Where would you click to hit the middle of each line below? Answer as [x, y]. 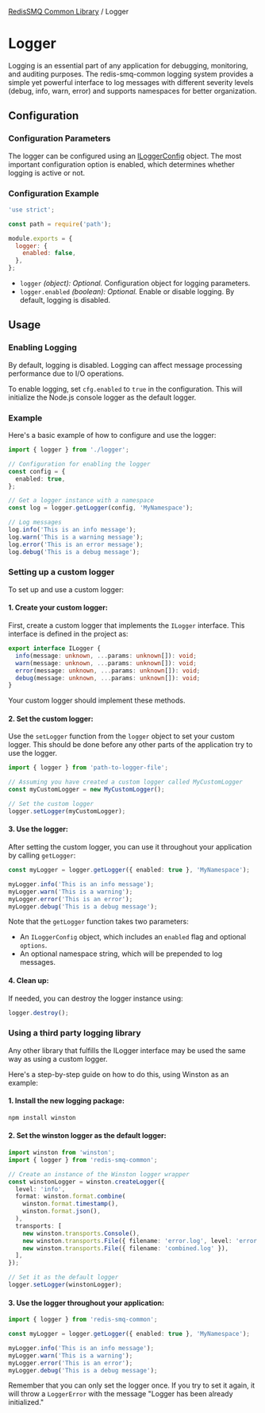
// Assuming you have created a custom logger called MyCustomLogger [126, 782]
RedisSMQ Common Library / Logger [69, 12]
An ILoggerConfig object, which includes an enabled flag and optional [133, 937]
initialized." [26, 1403]
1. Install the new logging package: [67, 1101]
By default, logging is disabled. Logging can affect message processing [125, 365]
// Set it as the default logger [63, 1278]
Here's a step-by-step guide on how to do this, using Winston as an [119, 1074]
